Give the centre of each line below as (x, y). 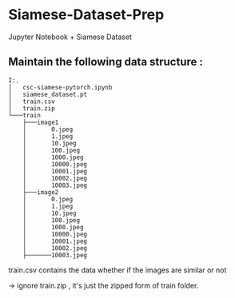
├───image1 (41, 122)
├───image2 (41, 192)
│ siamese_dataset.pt (48, 94)
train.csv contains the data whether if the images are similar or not (117, 270)
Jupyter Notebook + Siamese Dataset (70, 37)
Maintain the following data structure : (106, 62)
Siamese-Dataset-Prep (86, 15)
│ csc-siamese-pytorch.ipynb (60, 87)
